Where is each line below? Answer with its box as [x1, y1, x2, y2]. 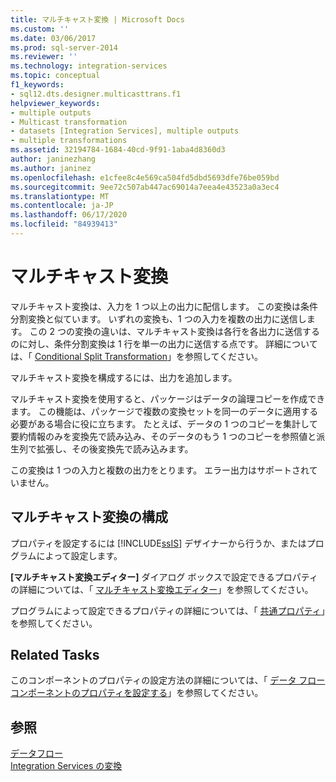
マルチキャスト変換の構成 [10, 509, 168, 526]
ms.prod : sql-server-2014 [10, 42, 118, 53]
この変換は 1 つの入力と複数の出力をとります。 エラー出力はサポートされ [10, 464, 310, 476]
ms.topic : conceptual [10, 71, 101, 81]
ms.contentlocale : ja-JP [10, 201, 114, 211]
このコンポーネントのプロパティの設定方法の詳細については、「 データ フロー [10, 674, 326, 686]
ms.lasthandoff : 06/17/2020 [10, 210, 128, 220]
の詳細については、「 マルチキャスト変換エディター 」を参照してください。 [10, 583, 314, 595]
